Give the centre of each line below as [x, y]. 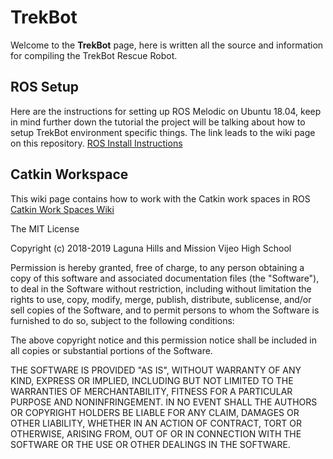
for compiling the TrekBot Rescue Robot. [94, 55]
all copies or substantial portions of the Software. [111, 350]
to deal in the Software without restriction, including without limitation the [161, 288]
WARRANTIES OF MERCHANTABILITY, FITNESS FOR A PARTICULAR [151, 391]
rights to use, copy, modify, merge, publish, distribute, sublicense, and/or [161, 299]
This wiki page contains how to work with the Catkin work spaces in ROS [160, 198]
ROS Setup [44, 87]
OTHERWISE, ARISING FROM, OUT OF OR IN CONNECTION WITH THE [156, 433]
